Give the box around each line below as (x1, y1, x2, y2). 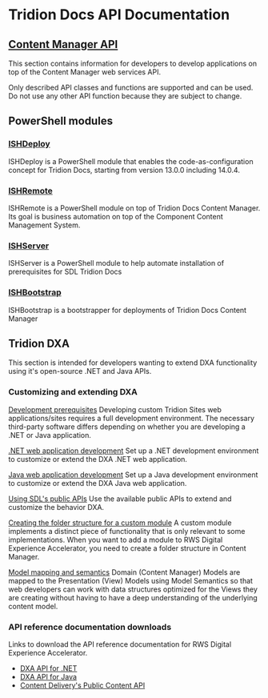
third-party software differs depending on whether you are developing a (8, 422, 246, 431)
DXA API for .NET (19, 663, 78, 673)
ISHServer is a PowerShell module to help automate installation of (8, 259, 225, 268)
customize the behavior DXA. (8, 502, 105, 511)
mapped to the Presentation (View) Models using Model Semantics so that (8, 576, 254, 585)
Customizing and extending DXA (8, 387, 138, 398)
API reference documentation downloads (8, 621, 172, 632)
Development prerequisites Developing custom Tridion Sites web (8, 404, 222, 414)
